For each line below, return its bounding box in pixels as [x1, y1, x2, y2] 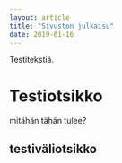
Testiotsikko [9, 86, 103, 106]
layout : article [9, 13, 70, 22]
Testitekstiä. [9, 55, 55, 65]
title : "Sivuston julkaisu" [9, 21, 115, 30]
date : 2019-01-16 [9, 30, 74, 39]
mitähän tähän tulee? [9, 116, 87, 126]
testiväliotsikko [9, 141, 97, 157]
